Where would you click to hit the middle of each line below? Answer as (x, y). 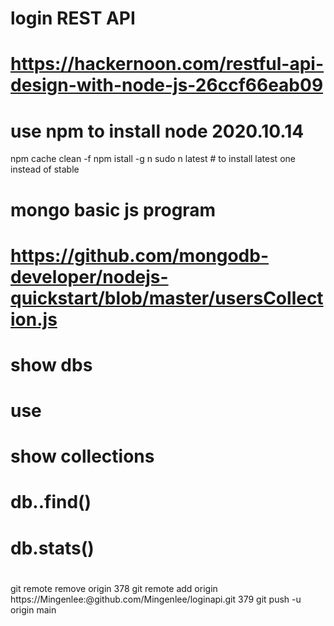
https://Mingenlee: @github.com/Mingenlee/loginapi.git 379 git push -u (156, 599)
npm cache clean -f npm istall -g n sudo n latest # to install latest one (153, 159)
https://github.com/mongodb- (140, 255)
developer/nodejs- (89, 276)
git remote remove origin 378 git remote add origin (114, 588)
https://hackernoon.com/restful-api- (167, 64)
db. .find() (51, 502)
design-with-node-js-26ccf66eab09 (167, 85)
